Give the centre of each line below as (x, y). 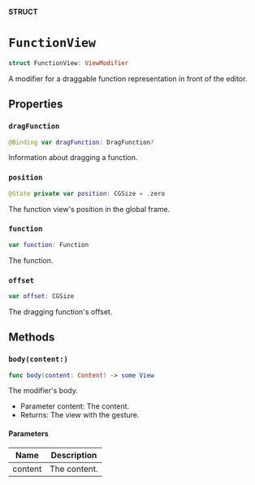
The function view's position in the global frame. (89, 209)
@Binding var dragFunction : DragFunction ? (81, 142)
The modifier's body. (43, 391)
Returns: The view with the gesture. (80, 415)
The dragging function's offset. (61, 311)
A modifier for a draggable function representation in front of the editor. (128, 78)
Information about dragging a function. (73, 158)
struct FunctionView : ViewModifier (69, 63)
